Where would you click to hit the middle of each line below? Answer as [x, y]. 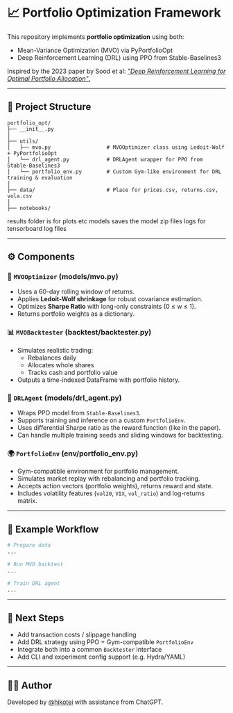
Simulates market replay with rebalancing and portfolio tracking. [109, 479]
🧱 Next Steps [36, 618]
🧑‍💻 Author [30, 685]
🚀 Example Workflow [53, 529]
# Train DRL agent [34, 583]
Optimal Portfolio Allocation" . [49, 78]
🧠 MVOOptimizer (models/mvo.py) [63, 277]
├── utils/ [23, 141]
